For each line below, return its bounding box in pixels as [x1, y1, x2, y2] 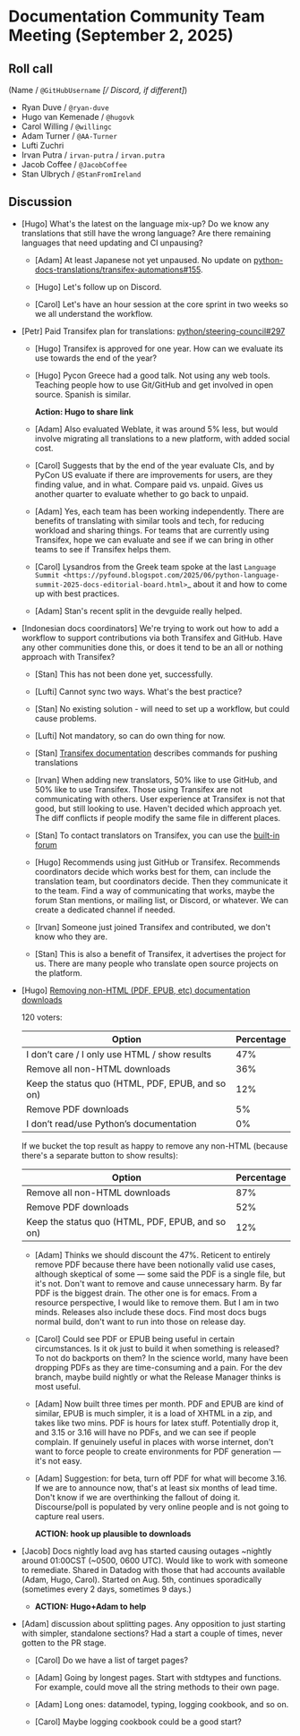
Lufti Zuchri [21, 141, 64, 150]
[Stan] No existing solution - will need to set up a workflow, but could [34, 703, 290, 714]
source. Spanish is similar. [34, 389, 132, 399]
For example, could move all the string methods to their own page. [34, 1681, 279, 1692]
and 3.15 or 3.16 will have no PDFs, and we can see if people [34, 1426, 257, 1438]
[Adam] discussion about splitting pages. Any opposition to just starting [21, 1618, 286, 1629]
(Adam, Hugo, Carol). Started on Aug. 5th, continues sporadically [21, 1574, 262, 1585]
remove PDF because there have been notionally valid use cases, [34, 1259, 277, 1270]
